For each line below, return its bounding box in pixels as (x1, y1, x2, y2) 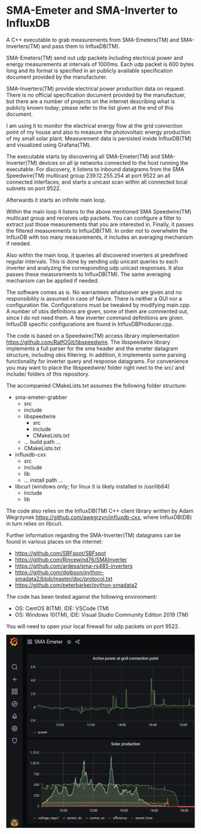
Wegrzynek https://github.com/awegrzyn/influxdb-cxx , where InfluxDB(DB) (6, 514, 193, 521)
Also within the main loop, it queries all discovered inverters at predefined (6, 251, 188, 259)
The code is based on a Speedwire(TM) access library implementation (6, 332, 179, 339)
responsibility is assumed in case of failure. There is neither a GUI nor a (6, 295, 182, 302)
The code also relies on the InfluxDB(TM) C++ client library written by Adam (6, 507, 194, 514)
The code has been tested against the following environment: (6, 593, 157, 600)
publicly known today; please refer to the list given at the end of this (6, 104, 174, 111)
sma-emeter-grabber (14, 394, 68, 401)
